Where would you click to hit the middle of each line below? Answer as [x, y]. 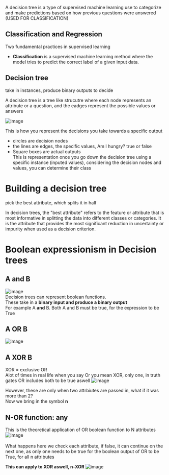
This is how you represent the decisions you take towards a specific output [84, 131]
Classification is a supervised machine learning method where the [83, 56]
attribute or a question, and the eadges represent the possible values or [80, 105]
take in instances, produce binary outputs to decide [59, 90]
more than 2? [19, 396]
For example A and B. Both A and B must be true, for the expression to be [82, 307]
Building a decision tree [56, 188]
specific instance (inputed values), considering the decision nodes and [87, 162]
